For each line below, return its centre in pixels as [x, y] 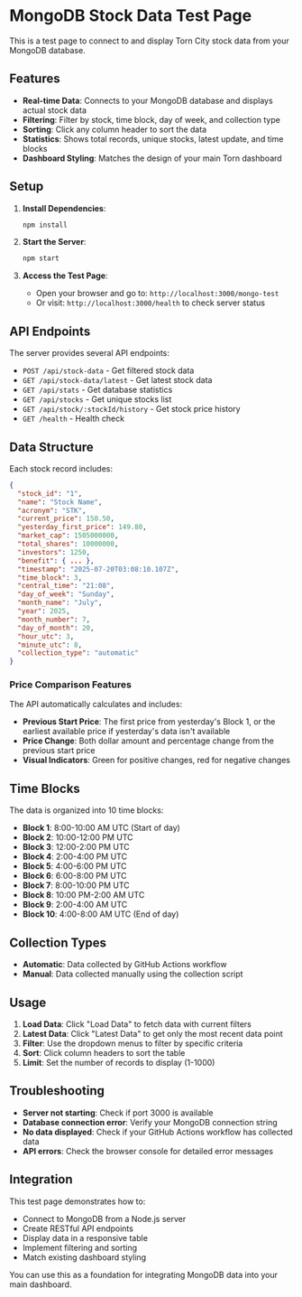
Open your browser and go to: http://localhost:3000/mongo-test [157, 294]
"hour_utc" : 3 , [46, 636]
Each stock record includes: [61, 468]
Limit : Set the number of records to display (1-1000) [119, 1062]
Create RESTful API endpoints [78, 1228]
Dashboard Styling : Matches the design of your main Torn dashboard [152, 158]
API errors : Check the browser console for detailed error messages [147, 1151]
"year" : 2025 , [44, 611]
